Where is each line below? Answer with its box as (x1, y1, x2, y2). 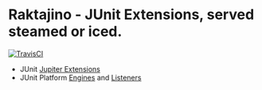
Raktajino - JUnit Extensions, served (8, 6, 255, 24)
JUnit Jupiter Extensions (19, 64, 101, 73)
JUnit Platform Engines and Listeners (19, 72, 142, 82)
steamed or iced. (8, 22, 123, 41)
